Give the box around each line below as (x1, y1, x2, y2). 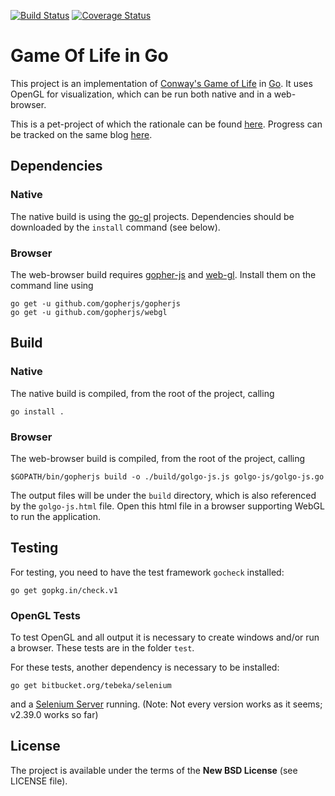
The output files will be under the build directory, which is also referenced (10, 489, 317, 501)
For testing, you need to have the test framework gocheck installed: (10, 566, 285, 578)
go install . (10, 406, 65, 417)
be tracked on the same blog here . (10, 128, 153, 140)
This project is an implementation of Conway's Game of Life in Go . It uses (10, 77, 313, 89)
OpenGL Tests (10, 608, 81, 622)
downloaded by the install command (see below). (10, 221, 221, 233)
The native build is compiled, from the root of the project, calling (10, 387, 275, 399)
